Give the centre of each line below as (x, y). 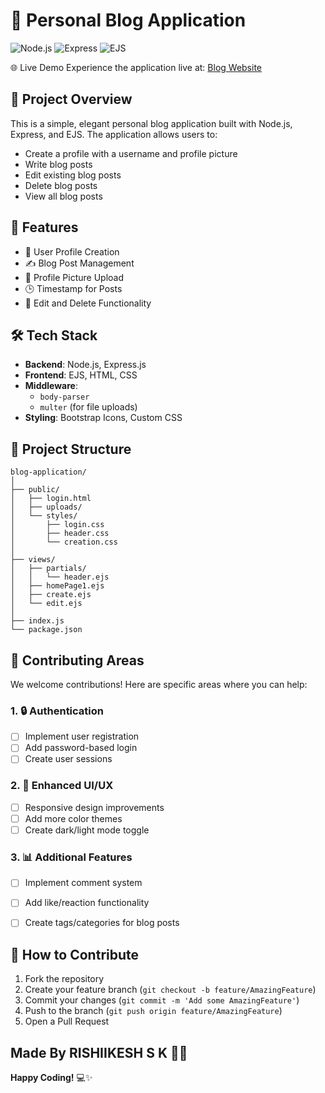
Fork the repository (64, 979)
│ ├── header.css (60, 534)
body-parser (64, 397)
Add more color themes (73, 818)
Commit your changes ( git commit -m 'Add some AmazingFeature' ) (162, 1000)
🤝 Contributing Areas (77, 660)
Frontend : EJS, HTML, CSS (81, 375)
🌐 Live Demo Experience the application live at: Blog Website (136, 67)
